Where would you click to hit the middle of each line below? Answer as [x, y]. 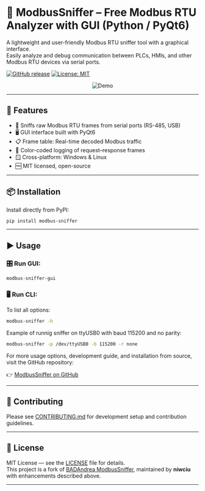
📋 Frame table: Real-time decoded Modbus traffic [78, 141]
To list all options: [28, 310]
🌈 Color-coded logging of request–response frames [80, 150]
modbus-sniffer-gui [31, 279]
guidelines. [20, 423]
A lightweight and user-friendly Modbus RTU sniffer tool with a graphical [98, 42]
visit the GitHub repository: [40, 363]
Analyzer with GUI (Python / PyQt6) [98, 25]
